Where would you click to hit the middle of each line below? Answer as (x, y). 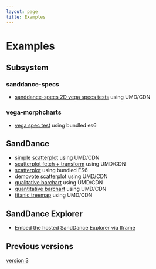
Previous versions (40, 246)
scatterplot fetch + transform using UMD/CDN (70, 164)
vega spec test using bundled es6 (55, 125)
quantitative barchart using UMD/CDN (60, 189)
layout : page (22, 11)
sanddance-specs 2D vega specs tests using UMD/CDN (82, 97)
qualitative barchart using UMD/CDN (59, 183)
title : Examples (26, 17)
